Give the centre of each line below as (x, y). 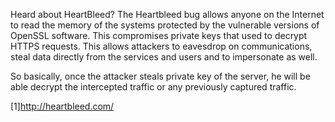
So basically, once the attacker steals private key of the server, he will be (160, 76)
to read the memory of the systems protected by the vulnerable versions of (165, 25)
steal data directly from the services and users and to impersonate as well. (164, 57)
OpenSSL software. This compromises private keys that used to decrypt (159, 35)
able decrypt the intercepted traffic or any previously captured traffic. (153, 87)
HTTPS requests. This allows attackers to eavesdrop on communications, (161, 46)
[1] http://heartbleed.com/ (62, 106)
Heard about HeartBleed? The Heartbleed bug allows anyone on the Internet (167, 14)
